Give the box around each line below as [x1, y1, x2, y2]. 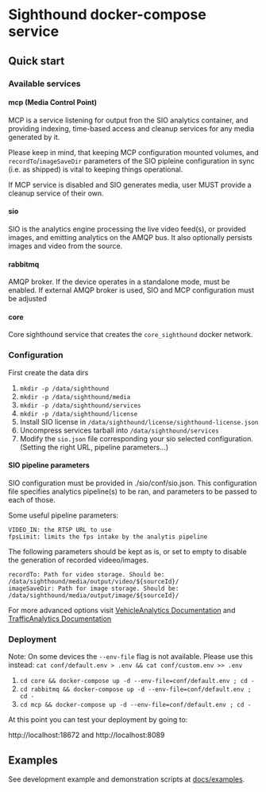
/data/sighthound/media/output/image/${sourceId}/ [8, 591, 179, 600]
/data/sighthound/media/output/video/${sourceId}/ [8, 577, 179, 585]
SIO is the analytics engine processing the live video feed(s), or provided [8, 224, 246, 234]
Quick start [8, 54, 65, 68]
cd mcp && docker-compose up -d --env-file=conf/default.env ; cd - [19, 701, 252, 709]
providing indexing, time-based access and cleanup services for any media [8, 123, 255, 133]
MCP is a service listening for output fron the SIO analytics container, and [8, 115, 249, 125]
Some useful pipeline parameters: [8, 511, 119, 520]
